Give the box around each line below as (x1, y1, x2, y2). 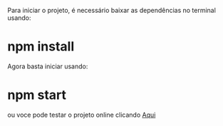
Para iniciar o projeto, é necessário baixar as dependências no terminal (7, 6, 216, 14)
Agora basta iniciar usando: (7, 62, 88, 70)
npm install (7, 38, 75, 55)
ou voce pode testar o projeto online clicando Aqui (7, 110, 156, 119)
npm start (7, 87, 66, 103)
